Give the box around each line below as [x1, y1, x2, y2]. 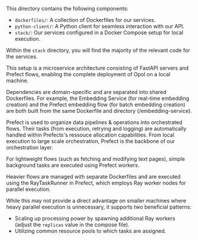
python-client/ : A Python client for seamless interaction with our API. [14, 23, 185, 30]
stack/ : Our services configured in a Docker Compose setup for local [14, 29, 183, 36]
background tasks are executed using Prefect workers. [6, 162, 140, 168]
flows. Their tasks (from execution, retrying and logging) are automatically [6, 125, 187, 132]
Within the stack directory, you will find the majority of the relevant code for [6, 47, 190, 54]
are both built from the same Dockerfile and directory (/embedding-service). [6, 108, 192, 114]
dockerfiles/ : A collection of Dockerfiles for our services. [14, 17, 155, 23]
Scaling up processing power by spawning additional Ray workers [14, 215, 176, 222]
